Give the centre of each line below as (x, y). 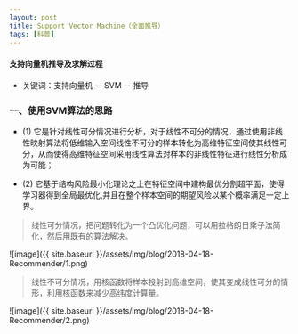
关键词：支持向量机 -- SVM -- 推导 (85, 85)
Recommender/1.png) (49, 263)
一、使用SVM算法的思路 (61, 110)
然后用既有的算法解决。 (90, 236)
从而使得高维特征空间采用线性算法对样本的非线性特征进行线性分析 (159, 153)
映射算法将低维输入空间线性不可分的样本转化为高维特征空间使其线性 (155, 143)
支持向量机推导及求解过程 (56, 63)
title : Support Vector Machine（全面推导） (87, 26)
